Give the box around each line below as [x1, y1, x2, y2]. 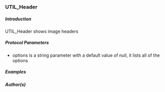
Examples [5, 69, 26, 75]
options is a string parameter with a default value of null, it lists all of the [12, 52, 160, 58]
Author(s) [5, 81, 26, 88]
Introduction [5, 16, 31, 22]
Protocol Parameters [5, 40, 49, 46]
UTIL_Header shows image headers [5, 28, 79, 34]
